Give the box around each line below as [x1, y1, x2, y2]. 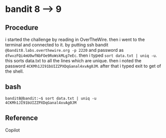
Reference [5, 114, 38, 123]
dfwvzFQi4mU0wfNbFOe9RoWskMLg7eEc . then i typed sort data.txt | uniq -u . [5, 52, 158, 58]
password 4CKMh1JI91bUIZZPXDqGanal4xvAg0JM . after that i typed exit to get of [5, 63, 162, 69]
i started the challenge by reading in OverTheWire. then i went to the [5, 36, 145, 42]
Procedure [5, 23, 39, 32]
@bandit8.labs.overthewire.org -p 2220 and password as [5, 47, 124, 53]
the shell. [5, 68, 24, 74]
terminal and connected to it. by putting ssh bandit [5, 42, 108, 48]
